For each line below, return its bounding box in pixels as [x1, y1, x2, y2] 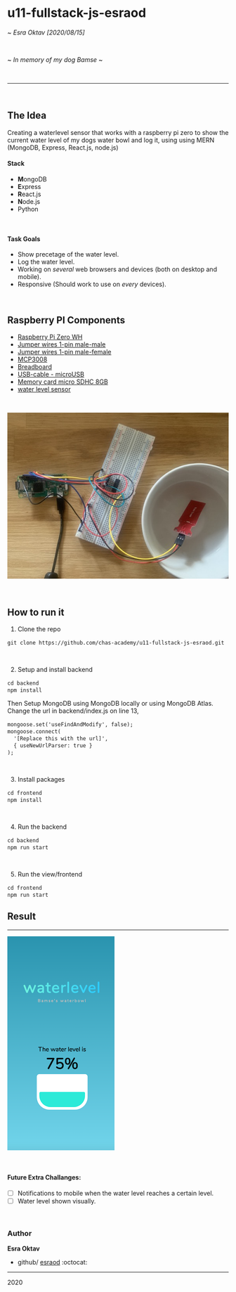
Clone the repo [17, 625, 61, 633]
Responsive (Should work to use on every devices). [17, 280, 166, 289]
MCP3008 [17, 355, 48, 363]
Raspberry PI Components [7, 314, 125, 326]
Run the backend [17, 822, 67, 831]
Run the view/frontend [17, 870, 83, 878]
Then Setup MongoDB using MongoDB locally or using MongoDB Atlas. [7, 699, 214, 707]
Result [7, 910, 37, 922]
